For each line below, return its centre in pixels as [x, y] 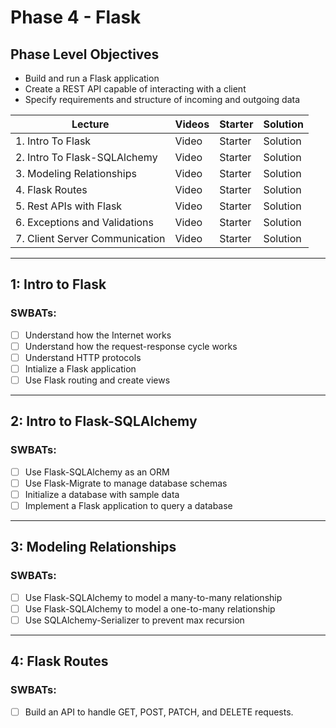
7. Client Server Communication [90, 238]
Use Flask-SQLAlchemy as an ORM [97, 472]
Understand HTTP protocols [83, 357]
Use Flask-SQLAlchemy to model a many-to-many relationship [153, 597]
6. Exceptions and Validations [84, 222]
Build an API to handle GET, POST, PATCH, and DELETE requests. [159, 712]
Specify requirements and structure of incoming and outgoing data [162, 99]
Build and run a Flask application [92, 78]
